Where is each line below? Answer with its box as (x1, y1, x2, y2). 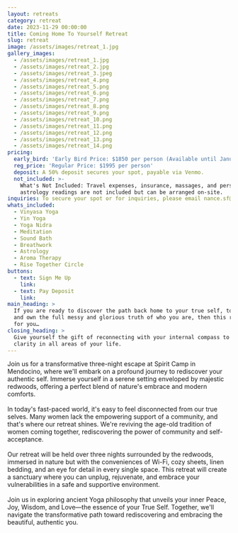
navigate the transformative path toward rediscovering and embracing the (7, 510, 223, 519)
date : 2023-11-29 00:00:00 (7, 23, 87, 31)
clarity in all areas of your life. (13, 340, 122, 348)
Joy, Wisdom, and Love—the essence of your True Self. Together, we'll (7, 503, 215, 512)
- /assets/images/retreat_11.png (13, 122, 113, 130)
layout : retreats (7, 10, 59, 18)
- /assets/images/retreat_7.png (13, 97, 110, 104)
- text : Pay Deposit (13, 287, 74, 295)
